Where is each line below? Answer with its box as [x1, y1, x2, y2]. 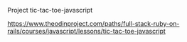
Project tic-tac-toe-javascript [7, 6, 93, 14]
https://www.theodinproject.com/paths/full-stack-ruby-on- [7, 20, 180, 27]
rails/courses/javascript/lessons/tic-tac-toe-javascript [7, 27, 166, 35]
